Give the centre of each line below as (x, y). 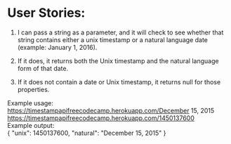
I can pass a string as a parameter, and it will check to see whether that (120, 32)
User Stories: (46, 13)
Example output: (31, 125)
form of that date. (43, 68)
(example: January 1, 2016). (57, 47)
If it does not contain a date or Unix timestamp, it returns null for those (119, 81)
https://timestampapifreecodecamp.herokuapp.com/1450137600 (101, 118)
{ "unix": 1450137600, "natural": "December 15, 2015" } (87, 133)
